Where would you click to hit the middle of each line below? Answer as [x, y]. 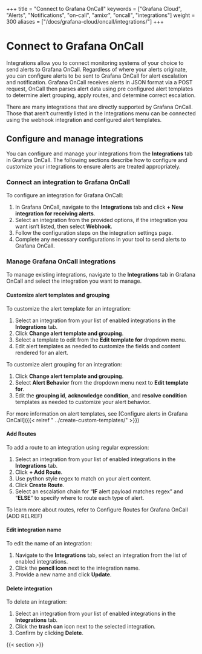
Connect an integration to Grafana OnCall [68, 182]
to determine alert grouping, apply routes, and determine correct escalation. [101, 95]
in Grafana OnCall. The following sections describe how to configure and [97, 160]
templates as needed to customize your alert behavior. [83, 402]
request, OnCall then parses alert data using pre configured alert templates [100, 89]
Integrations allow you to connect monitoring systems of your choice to [95, 62]
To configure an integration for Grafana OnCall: [65, 195]
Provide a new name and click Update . [63, 574]
